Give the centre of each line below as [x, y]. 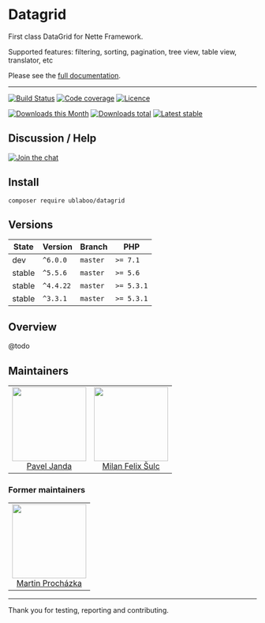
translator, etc [31, 60]
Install [24, 182]
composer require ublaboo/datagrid [67, 200]
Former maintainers [47, 489]
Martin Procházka [49, 583]
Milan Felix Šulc [131, 466]
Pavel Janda [49, 466]
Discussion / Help [52, 139]
